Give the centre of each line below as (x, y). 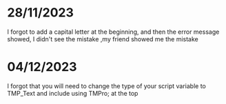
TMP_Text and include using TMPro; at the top (73, 93)
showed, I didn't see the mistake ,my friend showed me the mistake (103, 39)
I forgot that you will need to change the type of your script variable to (107, 86)
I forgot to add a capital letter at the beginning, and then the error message (113, 32)
